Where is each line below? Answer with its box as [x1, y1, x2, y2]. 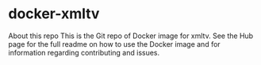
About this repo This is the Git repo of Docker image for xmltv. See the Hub [8, 31, 254, 40]
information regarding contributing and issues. [8, 48, 160, 57]
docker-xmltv [8, 5, 100, 23]
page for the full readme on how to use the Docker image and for [8, 39, 221, 48]
